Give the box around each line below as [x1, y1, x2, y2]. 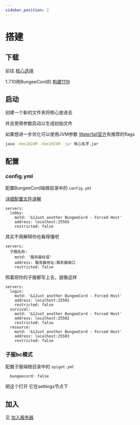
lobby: [10, 210, 24, 216]
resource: [10, 325, 31, 330]
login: [10, 289, 24, 294]
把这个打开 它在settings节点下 [5, 384, 68, 390]
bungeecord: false [10, 374, 50, 379]
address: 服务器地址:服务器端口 [14, 260, 76, 265]
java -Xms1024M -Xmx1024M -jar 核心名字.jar [5, 141, 99, 146]
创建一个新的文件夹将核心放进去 [5, 110, 73, 116]
